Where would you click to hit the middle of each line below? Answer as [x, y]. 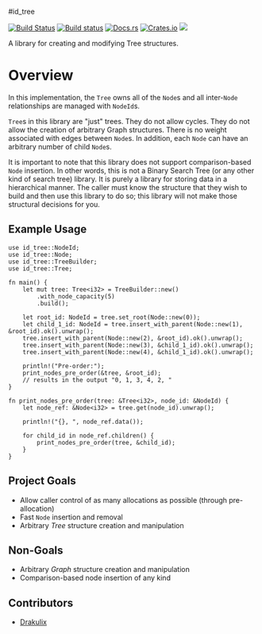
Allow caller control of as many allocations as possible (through [123, 500]
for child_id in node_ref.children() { [89, 436]
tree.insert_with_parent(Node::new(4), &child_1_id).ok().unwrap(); [138, 352]
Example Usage [48, 229]
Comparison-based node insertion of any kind [95, 578]
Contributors [41, 603]
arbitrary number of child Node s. [60, 146]
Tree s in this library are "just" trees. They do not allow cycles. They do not [129, 121]
